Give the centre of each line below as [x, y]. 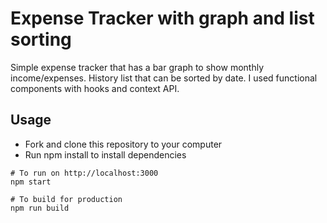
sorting [41, 39]
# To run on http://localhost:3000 [84, 173]
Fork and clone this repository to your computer [123, 144]
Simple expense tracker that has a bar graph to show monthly [137, 67]
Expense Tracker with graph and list [162, 18]
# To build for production [66, 199]
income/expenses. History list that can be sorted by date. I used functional [164, 78]
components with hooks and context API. [95, 88]
